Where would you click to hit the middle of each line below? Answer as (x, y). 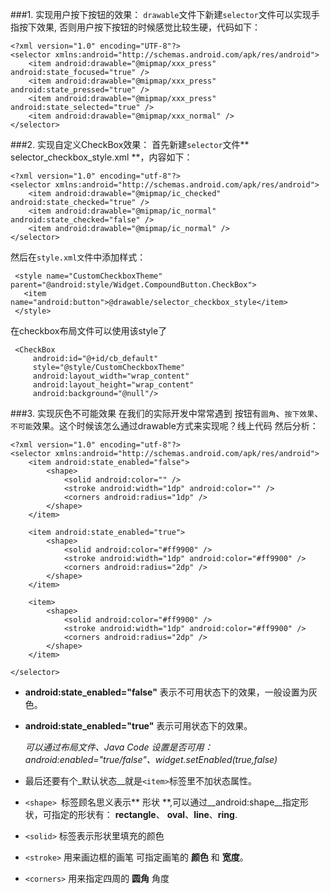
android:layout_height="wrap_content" (113, 385)
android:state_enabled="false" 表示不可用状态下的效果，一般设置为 (166, 692)
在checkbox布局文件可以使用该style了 (89, 331)
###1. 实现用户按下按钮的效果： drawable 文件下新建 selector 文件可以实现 (161, 14)
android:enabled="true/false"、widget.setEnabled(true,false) (151, 759)
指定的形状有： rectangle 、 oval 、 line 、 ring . (144, 814)
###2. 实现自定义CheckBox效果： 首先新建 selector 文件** (130, 144)
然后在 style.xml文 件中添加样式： (78, 257)
